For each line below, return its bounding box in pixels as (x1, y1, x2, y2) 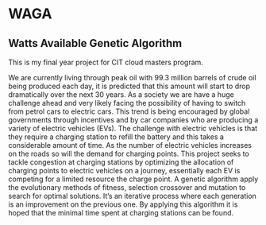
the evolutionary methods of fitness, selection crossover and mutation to (8, 183, 246, 192)
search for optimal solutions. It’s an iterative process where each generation (8, 192, 256, 200)
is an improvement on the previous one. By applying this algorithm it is (8, 200, 238, 209)
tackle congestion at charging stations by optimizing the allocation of (8, 157, 234, 167)
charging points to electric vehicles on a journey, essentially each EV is (8, 166, 241, 175)
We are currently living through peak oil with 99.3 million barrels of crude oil (8, 73, 256, 82)
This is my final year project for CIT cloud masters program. (8, 57, 204, 67)
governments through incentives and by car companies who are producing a (8, 115, 259, 124)
